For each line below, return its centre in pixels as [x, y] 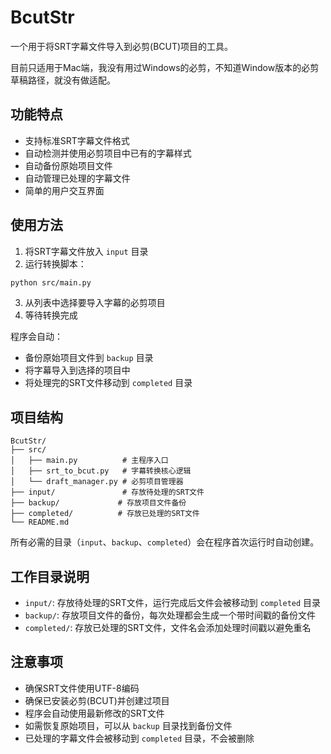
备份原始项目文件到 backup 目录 [89, 358]
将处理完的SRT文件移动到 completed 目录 [108, 383]
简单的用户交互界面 [64, 190]
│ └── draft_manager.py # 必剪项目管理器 [97, 482]
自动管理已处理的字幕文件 [77, 178]
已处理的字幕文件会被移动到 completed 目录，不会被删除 [139, 738]
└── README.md [40, 522]
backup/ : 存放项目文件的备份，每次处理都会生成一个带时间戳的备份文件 [170, 615]
